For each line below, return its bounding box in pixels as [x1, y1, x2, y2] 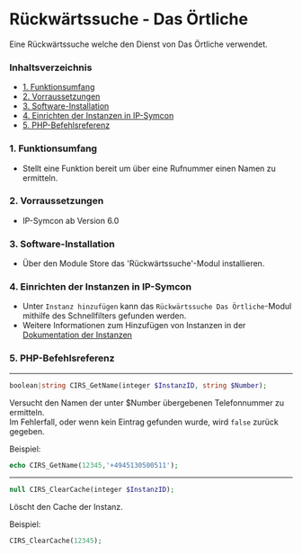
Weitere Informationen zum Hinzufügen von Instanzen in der [22, 320, 246, 331]
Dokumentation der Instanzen [22, 329, 133, 341]
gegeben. [9, 425, 45, 436]
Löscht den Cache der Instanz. [9, 502, 123, 513]
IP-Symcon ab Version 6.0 [22, 215, 120, 226]
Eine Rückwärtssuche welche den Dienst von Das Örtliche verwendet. [9, 39, 268, 49]
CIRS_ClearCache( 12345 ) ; [9, 536, 102, 546]
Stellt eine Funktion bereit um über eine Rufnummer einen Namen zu [22, 163, 277, 174]
